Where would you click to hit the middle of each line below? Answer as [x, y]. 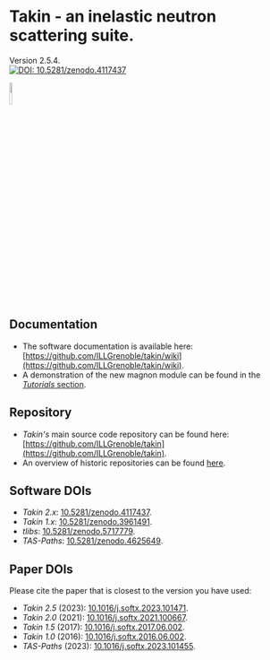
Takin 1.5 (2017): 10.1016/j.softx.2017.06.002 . [103, 627]
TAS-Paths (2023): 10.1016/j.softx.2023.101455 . [109, 647]
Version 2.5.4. [35, 60]
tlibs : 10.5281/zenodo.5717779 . [79, 532]
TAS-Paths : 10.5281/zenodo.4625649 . [93, 541]
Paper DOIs [41, 569]
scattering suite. [72, 35]
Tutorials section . [54, 384]
